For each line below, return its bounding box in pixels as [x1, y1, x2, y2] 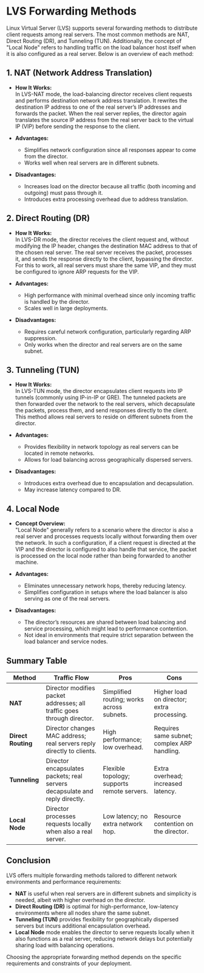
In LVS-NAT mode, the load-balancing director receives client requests [15, 90, 192, 98]
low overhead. [103, 743, 144, 751]
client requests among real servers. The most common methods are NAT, [6, 30, 190, 38]
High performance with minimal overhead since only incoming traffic [24, 292, 196, 299]
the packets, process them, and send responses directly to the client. [15, 407, 189, 414]
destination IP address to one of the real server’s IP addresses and [15, 103, 182, 111]
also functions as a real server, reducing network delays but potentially [15, 935, 193, 942]
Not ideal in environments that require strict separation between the [24, 632, 194, 639]
